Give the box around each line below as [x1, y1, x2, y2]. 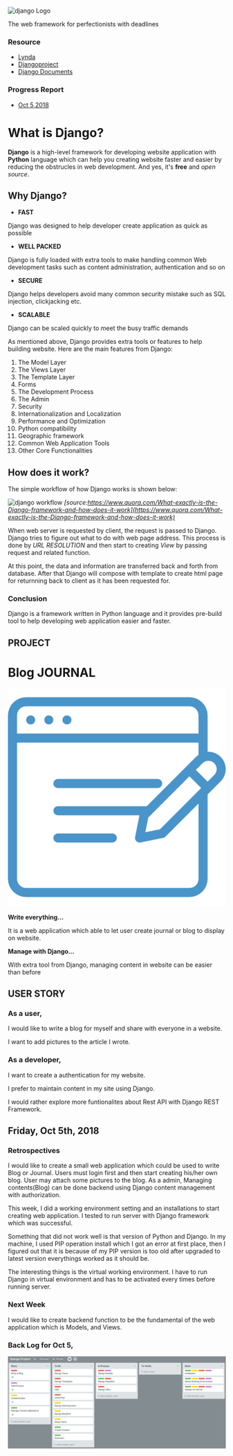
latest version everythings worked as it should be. [8, 1255, 150, 1263]
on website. [8, 934, 41, 942]
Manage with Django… [8, 947, 75, 955]
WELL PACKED [17, 242, 62, 251]
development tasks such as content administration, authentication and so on [8, 263, 225, 271]
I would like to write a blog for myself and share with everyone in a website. [8, 1024, 223, 1032]
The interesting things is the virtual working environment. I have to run [8, 1268, 208, 1276]
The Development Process [17, 388, 94, 396]
